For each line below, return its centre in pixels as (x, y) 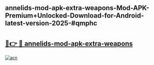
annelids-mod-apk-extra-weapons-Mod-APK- (77, 8)
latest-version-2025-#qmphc (51, 23)
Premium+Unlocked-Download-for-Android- (75, 16)
